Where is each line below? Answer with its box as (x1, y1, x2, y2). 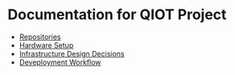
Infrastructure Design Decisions (19, 49, 125, 58)
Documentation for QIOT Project (7, 6, 227, 24)
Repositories (19, 32, 61, 41)
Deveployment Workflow (19, 57, 101, 67)
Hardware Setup (19, 40, 74, 49)
